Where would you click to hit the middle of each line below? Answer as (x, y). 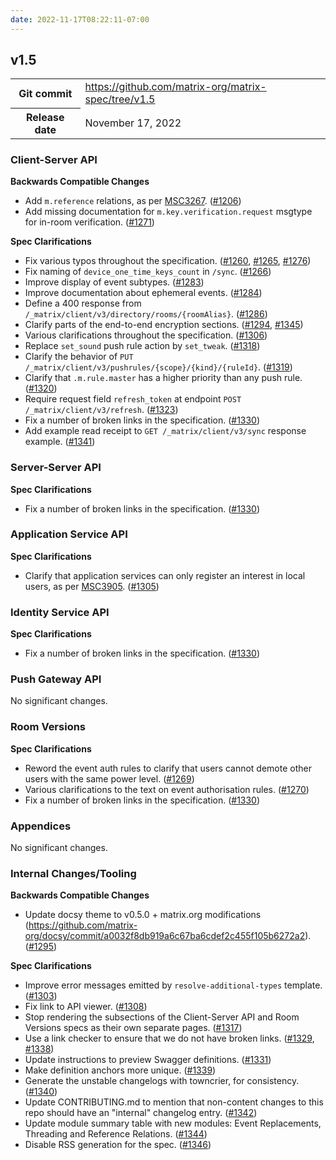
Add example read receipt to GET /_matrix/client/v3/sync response (165, 431)
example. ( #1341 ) (60, 442)
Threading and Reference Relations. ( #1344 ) (116, 1134)
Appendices (41, 826)
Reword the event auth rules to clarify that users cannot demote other (168, 768)
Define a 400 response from (83, 303)
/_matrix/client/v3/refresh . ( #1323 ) (101, 410)
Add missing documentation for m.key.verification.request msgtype (168, 212)
